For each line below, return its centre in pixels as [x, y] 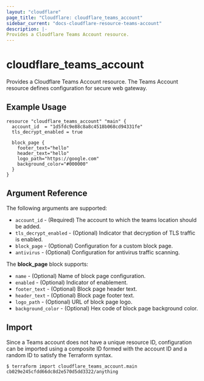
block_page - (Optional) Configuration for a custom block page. [94, 246]
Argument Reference [47, 194]
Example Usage [37, 107]
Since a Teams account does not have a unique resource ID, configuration [99, 342]
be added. [28, 226]
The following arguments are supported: [57, 208]
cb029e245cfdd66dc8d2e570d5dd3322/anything [62, 372]
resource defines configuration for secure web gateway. [77, 88]
